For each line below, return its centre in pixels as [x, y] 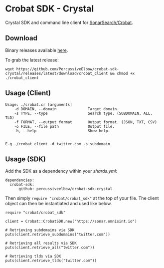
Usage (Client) [28, 93]
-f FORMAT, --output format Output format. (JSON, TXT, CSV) [85, 122]
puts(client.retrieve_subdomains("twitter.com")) [58, 235]
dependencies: [20, 180]
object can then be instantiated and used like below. [59, 204]
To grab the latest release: [32, 60]
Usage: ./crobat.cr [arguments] [39, 105]
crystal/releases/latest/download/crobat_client [57, 73]
